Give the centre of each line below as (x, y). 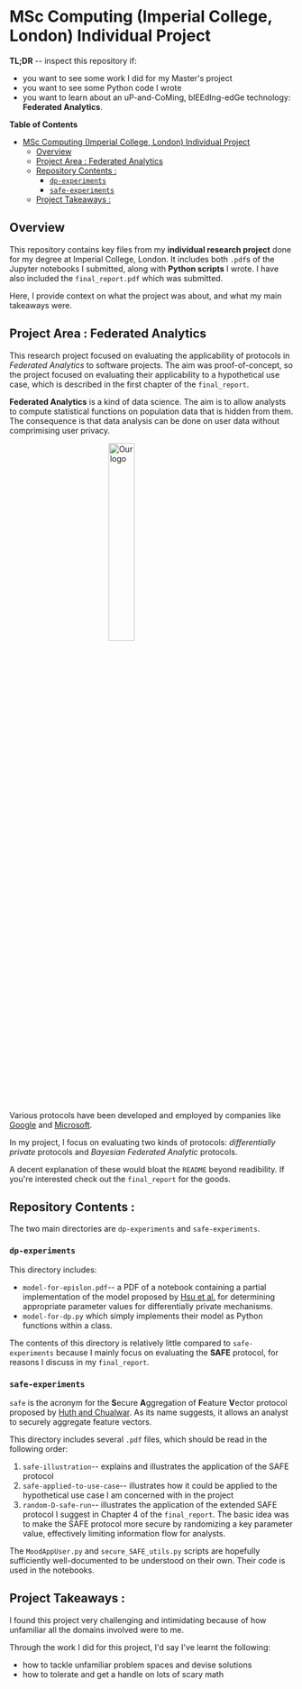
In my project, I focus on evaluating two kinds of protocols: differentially (143, 1142)
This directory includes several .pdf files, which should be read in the (138, 1439)
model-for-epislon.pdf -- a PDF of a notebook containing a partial (144, 1287)
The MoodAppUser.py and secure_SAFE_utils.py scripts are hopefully (135, 1551)
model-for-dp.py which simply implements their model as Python (142, 1316)
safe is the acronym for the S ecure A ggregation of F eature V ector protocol (148, 1402)
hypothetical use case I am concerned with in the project (128, 1495)
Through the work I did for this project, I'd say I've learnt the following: (140, 1647)
